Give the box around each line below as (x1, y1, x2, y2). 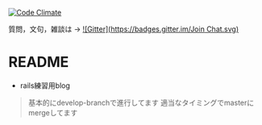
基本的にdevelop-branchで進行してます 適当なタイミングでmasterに (27, 98, 255, 107)
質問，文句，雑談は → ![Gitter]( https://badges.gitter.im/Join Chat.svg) (8, 24, 239, 34)
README (8, 53, 69, 72)
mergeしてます (27, 107, 78, 117)
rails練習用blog (19, 81, 71, 90)
